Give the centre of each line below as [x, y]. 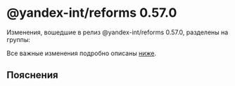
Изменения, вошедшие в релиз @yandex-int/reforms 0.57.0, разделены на [118, 32]
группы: [19, 39]
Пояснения [32, 75]
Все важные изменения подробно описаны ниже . [81, 53]
